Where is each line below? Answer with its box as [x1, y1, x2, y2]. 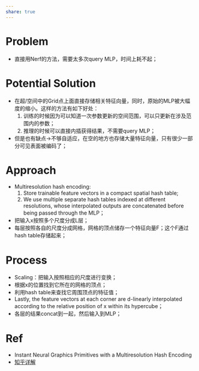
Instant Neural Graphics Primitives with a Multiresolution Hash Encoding [14, 351, 192, 358]
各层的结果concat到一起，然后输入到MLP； [14, 310, 122, 318]
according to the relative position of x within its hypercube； [14, 303, 164, 310]
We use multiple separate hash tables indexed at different [23, 196, 166, 203]
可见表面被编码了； [19, 142, 67, 149]
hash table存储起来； [14, 232, 67, 239]
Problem [5, 34, 49, 48]
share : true [5, 8, 35, 15]
